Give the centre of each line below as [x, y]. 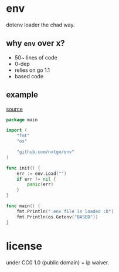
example [22, 95]
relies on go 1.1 [32, 70]
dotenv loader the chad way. [40, 25]
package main [22, 120]
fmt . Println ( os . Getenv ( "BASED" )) [57, 217]
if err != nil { [37, 179]
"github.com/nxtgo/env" [46, 152]
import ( [17, 130]
